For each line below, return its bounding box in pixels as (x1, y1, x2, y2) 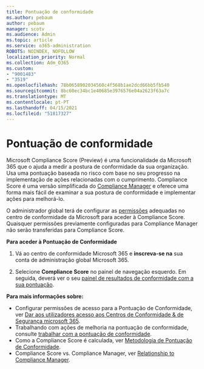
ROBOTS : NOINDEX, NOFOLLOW (6, 49, 75, 55)
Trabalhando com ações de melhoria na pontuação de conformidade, (15, 324, 189, 331)
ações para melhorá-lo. (6, 195, 65, 203)
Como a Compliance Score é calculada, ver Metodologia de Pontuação (15, 337, 192, 344)
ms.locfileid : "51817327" (6, 110, 72, 117)
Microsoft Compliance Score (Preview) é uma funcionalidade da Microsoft (6, 157, 191, 164)
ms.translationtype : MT (6, 93, 67, 100)
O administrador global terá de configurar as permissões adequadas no (6, 207, 185, 214)
